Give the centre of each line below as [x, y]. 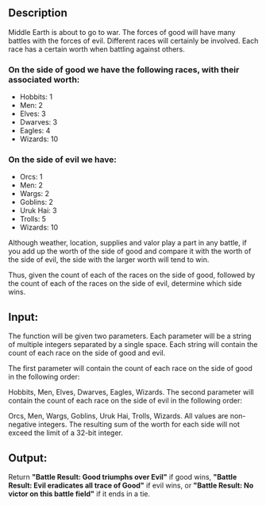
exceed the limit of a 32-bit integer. [66, 433]
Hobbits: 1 [36, 97]
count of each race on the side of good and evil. [87, 353]
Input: [23, 317]
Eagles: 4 [35, 131]
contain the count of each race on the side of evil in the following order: [125, 401]
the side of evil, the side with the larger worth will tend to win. [109, 260]
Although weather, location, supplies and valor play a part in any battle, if [128, 243]
